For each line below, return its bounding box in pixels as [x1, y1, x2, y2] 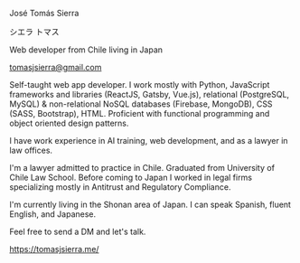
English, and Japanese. [9, 209, 97, 220]
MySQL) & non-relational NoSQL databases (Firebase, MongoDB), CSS [9, 99, 273, 109]
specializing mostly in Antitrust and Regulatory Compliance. [9, 182, 231, 193]
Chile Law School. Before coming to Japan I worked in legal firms [9, 172, 253, 183]
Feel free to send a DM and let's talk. [9, 226, 146, 237]
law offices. [9, 145, 52, 155]
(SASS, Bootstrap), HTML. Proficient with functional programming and [9, 108, 270, 118]
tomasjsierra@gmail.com [9, 62, 102, 72]
